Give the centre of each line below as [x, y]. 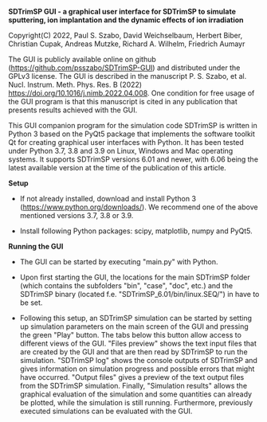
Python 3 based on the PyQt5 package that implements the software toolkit [132, 134]
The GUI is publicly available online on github [82, 59]
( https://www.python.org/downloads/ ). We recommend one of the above [139, 207]
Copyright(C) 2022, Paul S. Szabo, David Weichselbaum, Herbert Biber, [126, 35]
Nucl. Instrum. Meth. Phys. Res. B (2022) [75, 84]
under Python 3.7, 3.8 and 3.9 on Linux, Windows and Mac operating [121, 151]
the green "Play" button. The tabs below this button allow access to [130, 335]
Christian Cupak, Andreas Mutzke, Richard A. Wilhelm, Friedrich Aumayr [127, 44]
